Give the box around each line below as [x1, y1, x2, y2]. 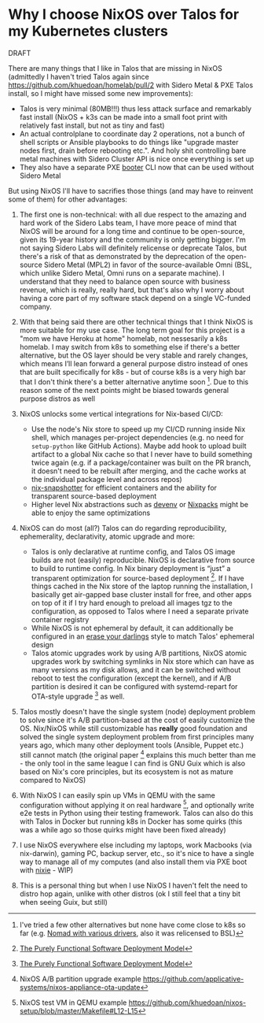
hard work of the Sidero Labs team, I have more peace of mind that [19, 218, 237, 228]
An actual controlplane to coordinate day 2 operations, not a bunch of [19, 128, 245, 139]
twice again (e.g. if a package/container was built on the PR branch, [31, 458, 251, 467]
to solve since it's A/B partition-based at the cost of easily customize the [19, 715, 255, 725]
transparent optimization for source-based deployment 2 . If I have [31, 572, 245, 583]
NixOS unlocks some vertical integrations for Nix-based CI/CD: [19, 409, 224, 418]
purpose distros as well [19, 394, 96, 403]
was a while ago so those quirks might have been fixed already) [19, 825, 226, 835]
